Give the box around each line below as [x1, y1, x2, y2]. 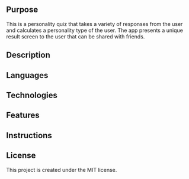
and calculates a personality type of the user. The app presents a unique [6, 27, 184, 34]
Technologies [6, 90, 58, 100]
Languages [6, 70, 49, 80]
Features [6, 110, 40, 121]
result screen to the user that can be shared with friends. [6, 32, 145, 40]
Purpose [6, 5, 39, 15]
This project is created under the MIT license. [6, 166, 117, 173]
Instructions [6, 130, 52, 141]
